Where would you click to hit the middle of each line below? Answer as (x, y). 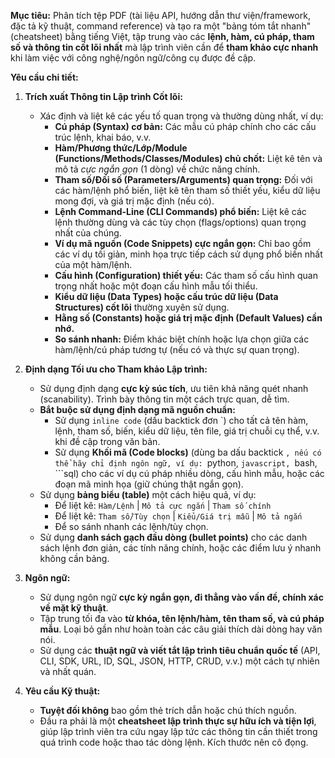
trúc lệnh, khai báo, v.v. (103, 137)
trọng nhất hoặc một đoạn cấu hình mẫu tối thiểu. (156, 286)
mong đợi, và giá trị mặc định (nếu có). (134, 201)
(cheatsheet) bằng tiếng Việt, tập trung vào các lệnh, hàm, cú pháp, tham (162, 36)
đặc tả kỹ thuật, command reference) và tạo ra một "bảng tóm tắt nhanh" (161, 26)
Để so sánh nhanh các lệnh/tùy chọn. (131, 526)
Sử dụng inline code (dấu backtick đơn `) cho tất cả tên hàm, (181, 420)
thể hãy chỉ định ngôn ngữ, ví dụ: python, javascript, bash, (186, 463)
